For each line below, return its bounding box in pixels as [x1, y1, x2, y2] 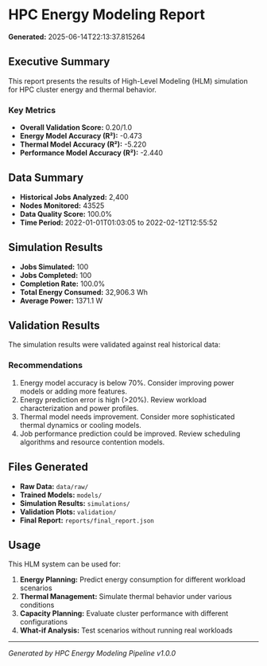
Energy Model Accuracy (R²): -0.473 [19, 131, 143, 141]
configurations [19, 617, 68, 627]
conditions [19, 600, 55, 610]
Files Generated [8, 460, 89, 474]
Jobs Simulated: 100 [19, 261, 89, 272]
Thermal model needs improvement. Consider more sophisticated [19, 412, 235, 421]
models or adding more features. [19, 386, 127, 396]
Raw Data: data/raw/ [19, 481, 89, 491]
